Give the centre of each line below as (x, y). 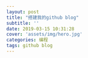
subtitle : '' (23, 23)
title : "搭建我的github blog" (42, 18)
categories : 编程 (27, 40)
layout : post (23, 12)
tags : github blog (29, 46)
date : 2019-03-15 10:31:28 (40, 29)
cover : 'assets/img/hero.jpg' (45, 34)
